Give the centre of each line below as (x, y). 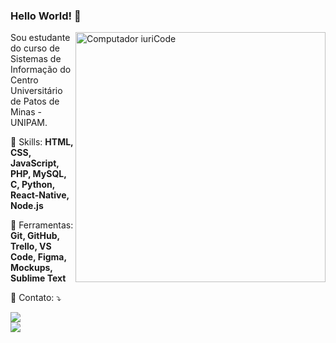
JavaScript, (35, 163)
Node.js (27, 206)
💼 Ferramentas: (42, 225)
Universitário (36, 91)
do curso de (35, 48)
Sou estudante (40, 38)
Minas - (26, 112)
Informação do (41, 70)
